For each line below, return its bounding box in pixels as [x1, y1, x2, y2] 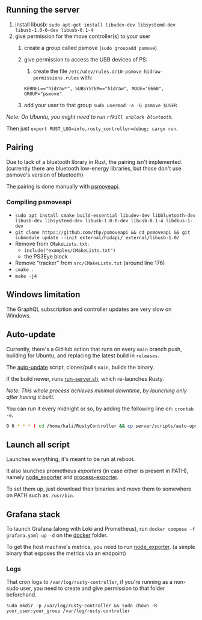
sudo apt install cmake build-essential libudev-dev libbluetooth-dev [14, 212, 196, 219]
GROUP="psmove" [23, 90, 62, 97]
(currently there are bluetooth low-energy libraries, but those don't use [6, 164, 182, 172]
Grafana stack [6, 509, 60, 519]
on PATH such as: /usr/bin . [6, 492, 75, 499]
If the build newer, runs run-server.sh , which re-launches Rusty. [6, 375, 164, 382]
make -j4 [14, 273, 37, 279]
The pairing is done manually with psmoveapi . [6, 183, 120, 190]
